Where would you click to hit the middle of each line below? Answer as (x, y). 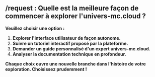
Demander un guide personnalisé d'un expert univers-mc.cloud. (81, 49)
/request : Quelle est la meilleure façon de (72, 8)
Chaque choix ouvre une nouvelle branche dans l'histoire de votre (75, 64)
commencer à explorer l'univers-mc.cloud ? (75, 16)
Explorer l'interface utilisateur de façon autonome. (66, 38)
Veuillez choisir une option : (35, 28)
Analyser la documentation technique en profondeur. (69, 54)
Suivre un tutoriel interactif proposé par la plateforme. (70, 43)
